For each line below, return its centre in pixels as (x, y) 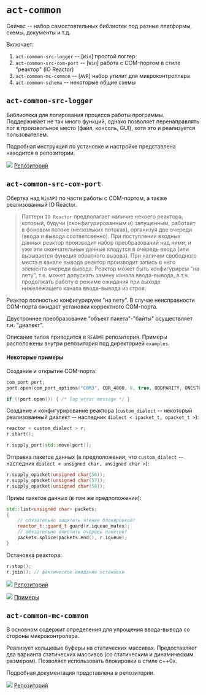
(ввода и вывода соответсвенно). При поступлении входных (101, 236)
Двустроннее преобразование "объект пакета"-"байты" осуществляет (100, 318)
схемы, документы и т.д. (39, 33)
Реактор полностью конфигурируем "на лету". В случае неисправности (101, 300)
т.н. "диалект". (25, 325)
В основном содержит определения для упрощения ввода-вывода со (98, 629)
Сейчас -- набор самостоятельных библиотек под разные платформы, (99, 26)
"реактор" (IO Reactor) (44, 69)
